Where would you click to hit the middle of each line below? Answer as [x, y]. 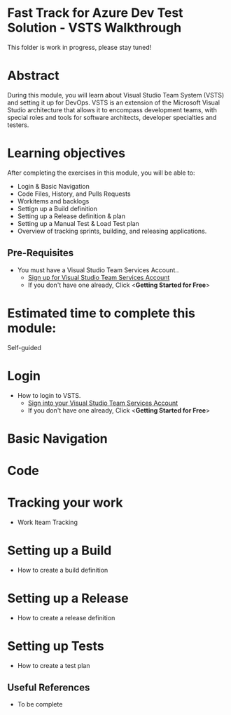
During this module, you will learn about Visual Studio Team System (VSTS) [116, 95]
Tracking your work [65, 503]
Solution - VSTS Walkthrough [94, 28]
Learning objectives [66, 153]
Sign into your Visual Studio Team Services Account [103, 403]
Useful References [49, 688]
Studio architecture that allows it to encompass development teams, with [112, 109]
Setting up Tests [56, 646]
